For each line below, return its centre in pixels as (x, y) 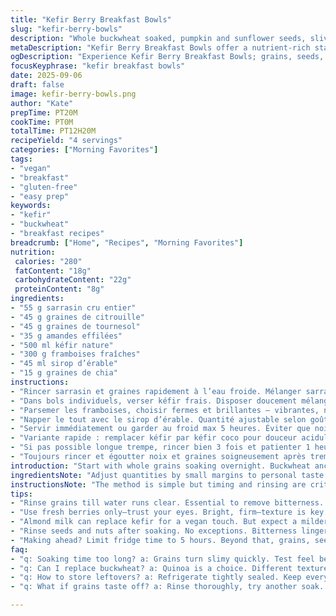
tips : (21, 494)
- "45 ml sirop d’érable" (64, 364)
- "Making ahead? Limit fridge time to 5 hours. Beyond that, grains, (160, 540)
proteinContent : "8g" (59, 289)
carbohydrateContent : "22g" (73, 280)
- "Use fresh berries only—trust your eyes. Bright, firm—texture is (158, 512)
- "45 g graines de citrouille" (77, 317)
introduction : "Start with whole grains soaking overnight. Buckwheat (160, 466)
